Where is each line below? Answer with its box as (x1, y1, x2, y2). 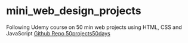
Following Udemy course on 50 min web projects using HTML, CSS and (6, 24, 182, 31)
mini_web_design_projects (6, 4, 141, 18)
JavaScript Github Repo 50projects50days (6, 29, 110, 37)
